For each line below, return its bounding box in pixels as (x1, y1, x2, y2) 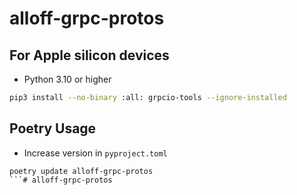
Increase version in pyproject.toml (23, 147, 168, 159)
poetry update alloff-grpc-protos (9, 166, 154, 176)
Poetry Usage (9, 120, 97, 137)
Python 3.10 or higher (23, 73, 112, 85)
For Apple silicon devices (9, 47, 170, 64)
